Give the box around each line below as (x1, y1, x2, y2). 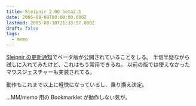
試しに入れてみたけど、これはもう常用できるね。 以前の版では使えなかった (6, 61, 191, 68)
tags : (6, 31, 20, 37)
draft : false (6, 25, 39, 32)
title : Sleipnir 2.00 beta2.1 (6, 8, 82, 15)
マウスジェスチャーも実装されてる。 (6, 68, 96, 75)
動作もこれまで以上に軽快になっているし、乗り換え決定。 (6, 81, 148, 88)
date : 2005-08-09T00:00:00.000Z (6, 14, 87, 20)
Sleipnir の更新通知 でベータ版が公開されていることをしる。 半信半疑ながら (6, 54, 190, 60)
